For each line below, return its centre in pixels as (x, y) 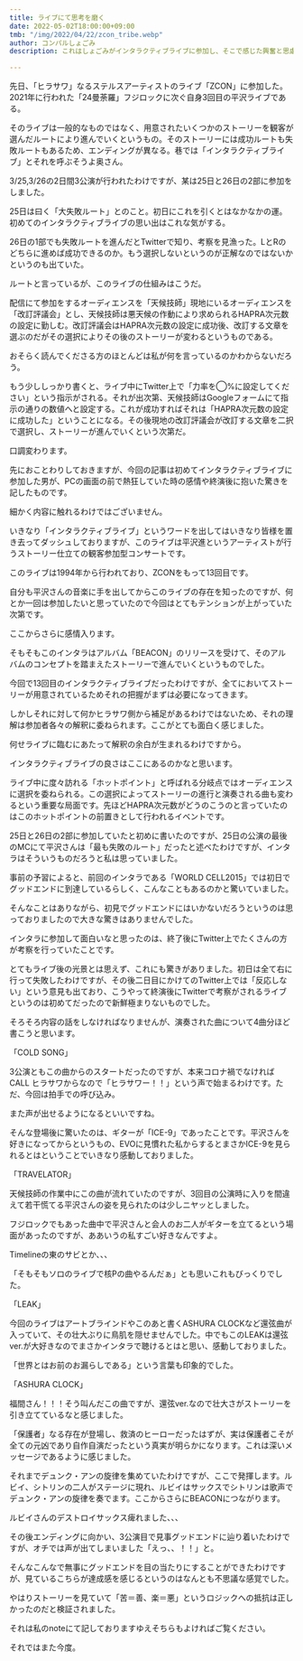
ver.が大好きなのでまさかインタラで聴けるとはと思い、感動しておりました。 (150, 1346)
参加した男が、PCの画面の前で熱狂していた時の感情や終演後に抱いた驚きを (149, 481)
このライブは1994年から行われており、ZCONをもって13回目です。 (132, 573)
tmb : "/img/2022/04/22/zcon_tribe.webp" (87, 34)
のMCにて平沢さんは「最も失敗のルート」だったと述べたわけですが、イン (146, 847)
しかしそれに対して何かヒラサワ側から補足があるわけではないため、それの (147, 714)
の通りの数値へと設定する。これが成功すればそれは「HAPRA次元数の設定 (152, 409)
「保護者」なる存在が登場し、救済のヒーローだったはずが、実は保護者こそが (151, 1434)
